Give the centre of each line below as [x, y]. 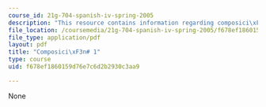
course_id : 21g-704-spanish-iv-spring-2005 [81, 15]
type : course [30, 60]
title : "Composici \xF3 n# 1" [55, 52]
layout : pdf [28, 45]
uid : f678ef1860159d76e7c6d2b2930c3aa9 [74, 67]
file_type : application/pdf [55, 37]
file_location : [33, 30]
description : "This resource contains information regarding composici [129, 23]
